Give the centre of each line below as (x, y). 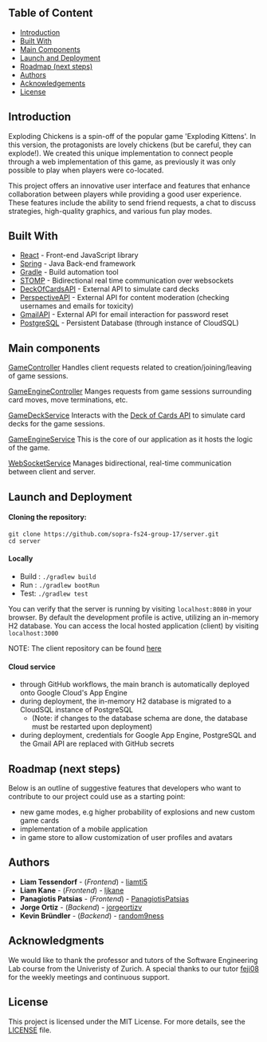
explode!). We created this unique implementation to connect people (121, 153)
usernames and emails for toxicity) (77, 306)
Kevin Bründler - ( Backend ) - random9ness (92, 915)
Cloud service (32, 667)
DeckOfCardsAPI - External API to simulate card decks (109, 289)
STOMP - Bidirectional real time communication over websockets (126, 281)
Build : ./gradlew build (58, 576)
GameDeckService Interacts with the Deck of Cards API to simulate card (127, 415)
